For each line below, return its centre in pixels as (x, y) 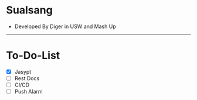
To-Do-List (33, 56)
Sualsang (29, 10)
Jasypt (23, 71)
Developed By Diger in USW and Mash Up (65, 26)
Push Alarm (28, 92)
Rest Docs (27, 78)
